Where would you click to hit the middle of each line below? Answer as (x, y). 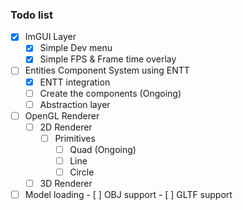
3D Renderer (66, 184)
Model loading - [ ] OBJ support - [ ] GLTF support (128, 195)
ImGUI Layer (50, 37)
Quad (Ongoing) (103, 149)
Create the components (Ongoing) (110, 93)
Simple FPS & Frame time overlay (108, 59)
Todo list (31, 15)
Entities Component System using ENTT (107, 70)
